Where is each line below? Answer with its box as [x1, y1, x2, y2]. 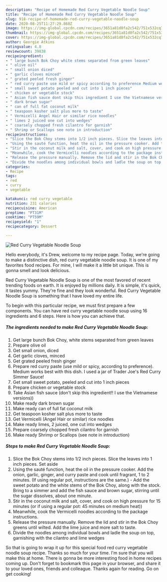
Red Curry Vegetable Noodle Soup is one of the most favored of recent [5, 277, 151, 283]
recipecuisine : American [5, 206, 57, 211]
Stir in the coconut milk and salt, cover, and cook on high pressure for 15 [12, 498, 161, 504]
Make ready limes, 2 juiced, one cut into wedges [12, 421, 112, 427]
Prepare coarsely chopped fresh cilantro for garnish [12, 427, 119, 433]
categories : [5, 164, 30, 169]
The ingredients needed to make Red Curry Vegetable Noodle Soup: [5, 324, 148, 330]
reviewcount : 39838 [5, 49, 46, 54]
